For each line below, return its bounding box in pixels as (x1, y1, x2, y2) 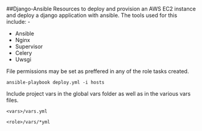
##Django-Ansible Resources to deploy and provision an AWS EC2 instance (6, 5, 196, 12)
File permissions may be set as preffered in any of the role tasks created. (6, 68, 189, 75)
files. (6, 97, 19, 104)
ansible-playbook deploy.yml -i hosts (6, 79, 105, 85)
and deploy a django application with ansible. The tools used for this (6, 12, 178, 19)
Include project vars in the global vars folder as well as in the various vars (6, 90, 191, 97)
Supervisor (15, 43, 43, 50)
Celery (15, 49, 32, 57)
